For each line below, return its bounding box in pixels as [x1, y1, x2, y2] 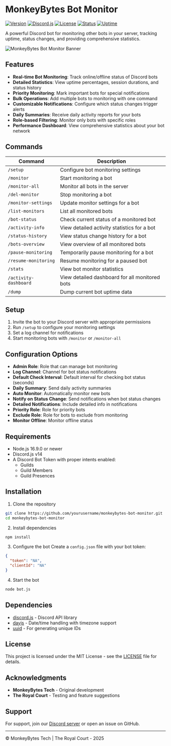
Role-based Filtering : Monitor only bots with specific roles [12, 117, 136, 123]
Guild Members [20, 467, 53, 473]
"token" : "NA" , [10, 558, 42, 563]
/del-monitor [8, 192, 40, 197]
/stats [8, 266, 24, 272]
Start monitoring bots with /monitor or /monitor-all [12, 335, 121, 341]
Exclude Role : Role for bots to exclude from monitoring [12, 412, 128, 418]
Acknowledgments [5, 673, 67, 682]
